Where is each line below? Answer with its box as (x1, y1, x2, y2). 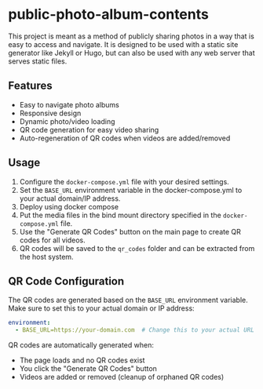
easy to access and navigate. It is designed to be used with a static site (8, 39, 239, 49)
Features (8, 79, 53, 93)
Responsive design (19, 108, 82, 118)
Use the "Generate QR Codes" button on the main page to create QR (19, 227, 242, 236)
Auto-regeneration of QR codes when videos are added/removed (19, 133, 231, 143)
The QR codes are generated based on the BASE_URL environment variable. (8, 296, 249, 305)
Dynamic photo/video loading (19, 116, 115, 126)
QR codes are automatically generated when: (8, 340, 155, 350)
